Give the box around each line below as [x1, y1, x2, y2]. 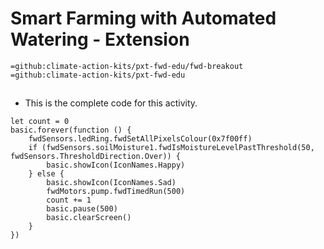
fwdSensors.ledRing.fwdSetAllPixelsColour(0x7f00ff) [28, 134, 253, 144]
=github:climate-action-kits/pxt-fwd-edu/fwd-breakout [10, 61, 244, 71]
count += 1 [46, 195, 92, 206]
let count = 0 [10, 117, 70, 127]
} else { [28, 169, 65, 179]
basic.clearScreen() [46, 213, 132, 223]
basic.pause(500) [46, 204, 118, 214]
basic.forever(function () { [10, 125, 132, 136]
